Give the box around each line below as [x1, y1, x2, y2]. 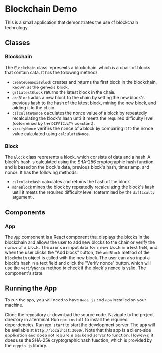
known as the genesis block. [12, 84, 69, 90]
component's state [5, 270, 43, 276]
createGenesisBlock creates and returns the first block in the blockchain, [12, 79, 157, 85]
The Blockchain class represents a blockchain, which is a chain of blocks [5, 64, 151, 70]
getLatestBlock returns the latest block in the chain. [12, 89, 116, 95]
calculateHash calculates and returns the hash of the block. [12, 178, 131, 184]
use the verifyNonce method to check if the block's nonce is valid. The [5, 265, 146, 271]
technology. [5, 24, 29, 30]
